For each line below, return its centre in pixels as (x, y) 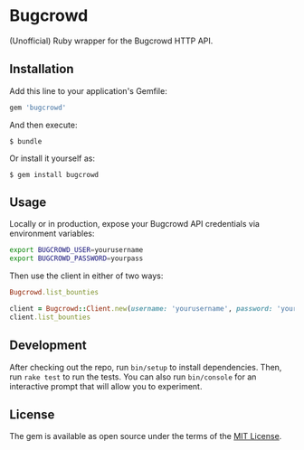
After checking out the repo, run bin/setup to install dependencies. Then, (146, 367)
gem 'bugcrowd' (38, 108)
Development (48, 346)
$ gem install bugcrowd (54, 174)
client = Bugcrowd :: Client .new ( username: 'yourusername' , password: (141, 309)
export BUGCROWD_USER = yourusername (76, 250)
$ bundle (26, 141)
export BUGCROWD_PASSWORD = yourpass (76, 258)
